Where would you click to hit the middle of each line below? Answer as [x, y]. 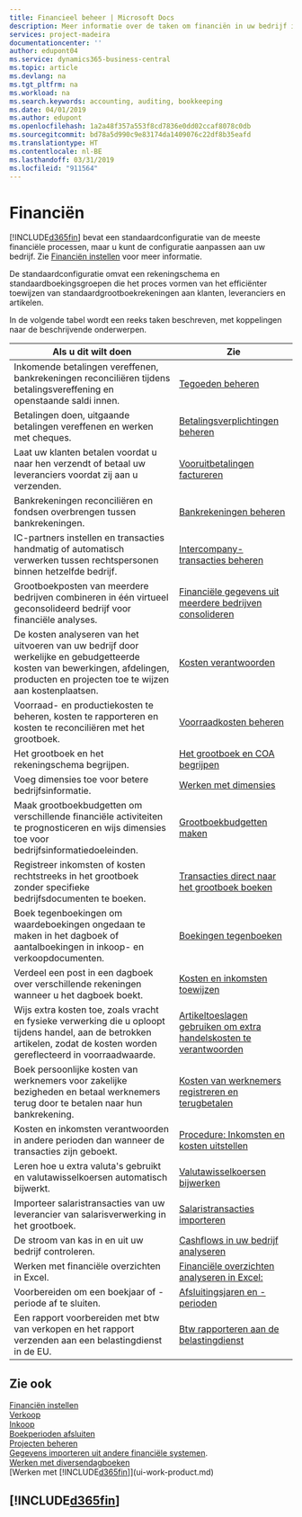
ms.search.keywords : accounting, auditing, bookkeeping [116, 101]
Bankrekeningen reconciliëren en [84, 501]
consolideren [207, 614]
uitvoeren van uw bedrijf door [76, 646]
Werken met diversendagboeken [70, 1463]
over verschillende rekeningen [78, 984]
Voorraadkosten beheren [232, 722]
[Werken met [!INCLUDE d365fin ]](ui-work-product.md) [111, 1472]
